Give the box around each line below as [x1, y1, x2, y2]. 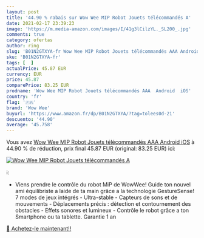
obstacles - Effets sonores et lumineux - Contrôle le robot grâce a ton [15, 207, 189, 214]
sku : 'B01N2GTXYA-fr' [6, 54, 61, 60]
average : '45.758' [6, 122, 53, 128]
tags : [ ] [6, 59, 34, 66]
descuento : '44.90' [6, 116, 56, 122]
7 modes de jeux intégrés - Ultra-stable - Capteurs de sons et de [15, 194, 178, 201]
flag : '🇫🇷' [6, 99, 36, 105]
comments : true [6, 32, 45, 38]
